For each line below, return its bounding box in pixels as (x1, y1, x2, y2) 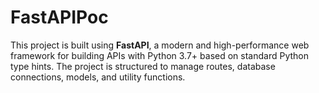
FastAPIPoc (10, 6, 109, 29)
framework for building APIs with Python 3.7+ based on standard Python (10, 49, 309, 61)
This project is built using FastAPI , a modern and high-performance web (10, 39, 310, 51)
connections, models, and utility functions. (10, 71, 186, 83)
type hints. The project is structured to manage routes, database (10, 60, 276, 72)
